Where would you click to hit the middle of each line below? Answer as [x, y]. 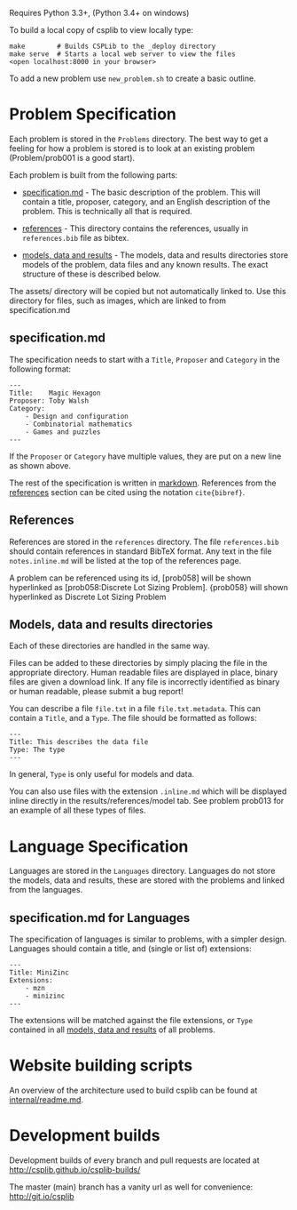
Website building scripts [101, 1066]
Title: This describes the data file [79, 742]
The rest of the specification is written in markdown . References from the [143, 483]
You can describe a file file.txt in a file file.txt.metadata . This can [135, 709]
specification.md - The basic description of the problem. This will [141, 192]
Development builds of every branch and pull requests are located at [134, 1160]
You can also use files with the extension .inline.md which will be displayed [148, 791]
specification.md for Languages [100, 918]
